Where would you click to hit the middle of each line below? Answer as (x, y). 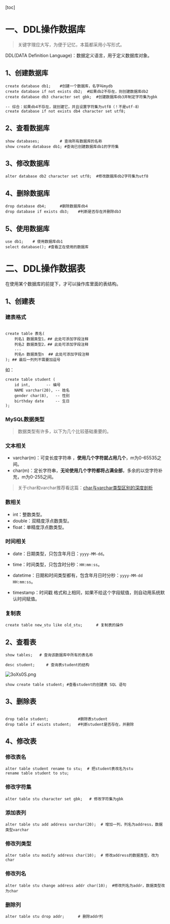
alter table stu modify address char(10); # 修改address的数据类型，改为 (82, 856)
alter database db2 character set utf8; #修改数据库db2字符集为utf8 (77, 176)
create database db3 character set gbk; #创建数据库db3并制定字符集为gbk (81, 97)
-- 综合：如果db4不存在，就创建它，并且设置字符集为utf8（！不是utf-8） (73, 107)
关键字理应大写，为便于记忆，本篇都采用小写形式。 (71, 44)
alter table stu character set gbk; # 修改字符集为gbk (64, 799)
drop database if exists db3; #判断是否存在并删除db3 (63, 212)
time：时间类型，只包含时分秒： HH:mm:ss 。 (57, 564)
